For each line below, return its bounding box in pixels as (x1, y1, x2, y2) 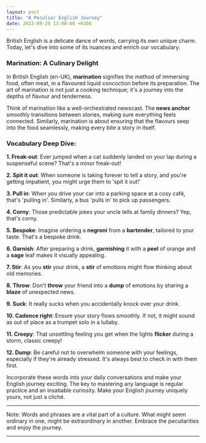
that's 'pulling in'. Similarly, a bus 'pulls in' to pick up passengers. (6, 196, 171, 203)
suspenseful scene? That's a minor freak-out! (6, 159, 121, 167)
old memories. (6, 270, 43, 277)
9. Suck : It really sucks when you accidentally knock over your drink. (6, 300, 181, 307)
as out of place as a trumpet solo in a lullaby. (6, 318, 120, 325)
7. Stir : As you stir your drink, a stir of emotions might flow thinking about (6, 263, 192, 270)
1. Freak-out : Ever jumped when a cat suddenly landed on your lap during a (6, 153, 197, 160)
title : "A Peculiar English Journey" (6, 15, 103, 21)
